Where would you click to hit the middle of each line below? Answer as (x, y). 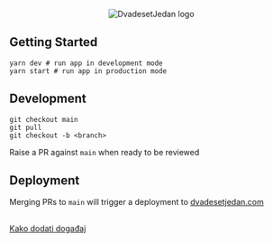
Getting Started (54, 42)
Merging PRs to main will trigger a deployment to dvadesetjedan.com (136, 202)
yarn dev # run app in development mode (86, 63)
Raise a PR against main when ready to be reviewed (105, 152)
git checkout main (44, 119)
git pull (26, 127)
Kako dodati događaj (48, 228)
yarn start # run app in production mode (88, 71)
